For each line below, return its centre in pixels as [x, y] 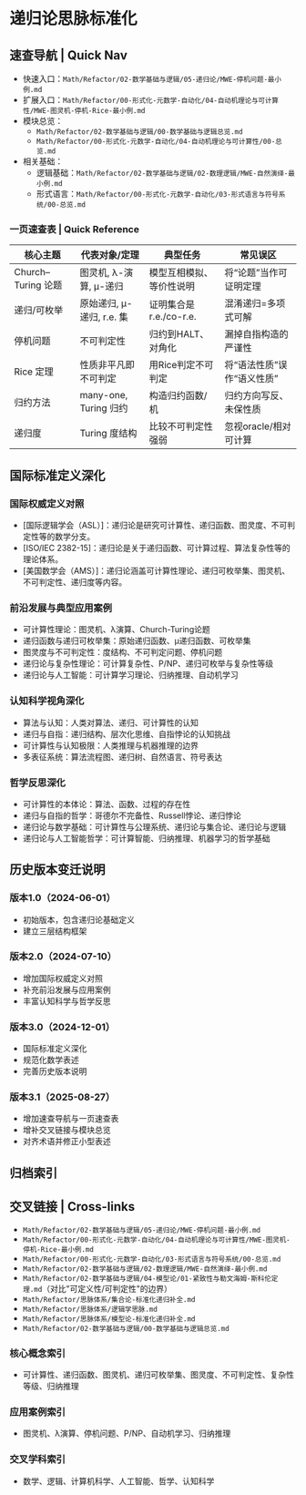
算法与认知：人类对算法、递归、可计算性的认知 [110, 722]
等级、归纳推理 [51, 1386]
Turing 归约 [104, 408]
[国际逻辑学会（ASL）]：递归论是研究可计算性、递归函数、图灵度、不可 [155, 525]
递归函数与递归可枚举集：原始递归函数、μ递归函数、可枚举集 [137, 641]
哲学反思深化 [38, 783]
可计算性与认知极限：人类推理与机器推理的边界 [110, 745]
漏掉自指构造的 [256, 334]
